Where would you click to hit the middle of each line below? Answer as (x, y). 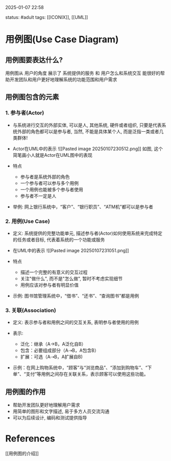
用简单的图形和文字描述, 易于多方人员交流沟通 (61, 411)
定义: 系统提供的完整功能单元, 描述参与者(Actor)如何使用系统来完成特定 (87, 233)
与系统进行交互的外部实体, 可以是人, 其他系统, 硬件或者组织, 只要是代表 (87, 125)
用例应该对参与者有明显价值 (50, 285)
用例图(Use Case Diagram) (62, 40)
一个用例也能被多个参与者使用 (52, 189)
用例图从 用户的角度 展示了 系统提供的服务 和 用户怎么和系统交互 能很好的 (83, 73)
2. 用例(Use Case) (28, 221)
